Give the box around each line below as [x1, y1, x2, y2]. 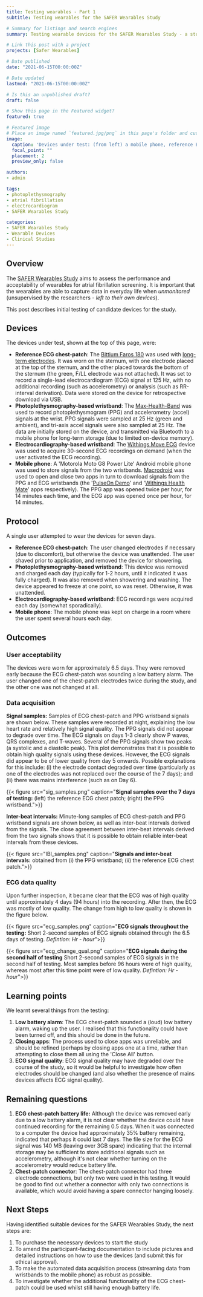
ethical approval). [14, 1258, 59, 1265]
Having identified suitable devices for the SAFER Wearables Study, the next [6, 1220, 194, 1228]
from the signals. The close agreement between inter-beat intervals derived [6, 826, 195, 833]
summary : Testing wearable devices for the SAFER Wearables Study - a [6, 31, 188, 37]
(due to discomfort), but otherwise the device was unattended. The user [14, 550, 195, 558]
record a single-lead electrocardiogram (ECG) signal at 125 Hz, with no [14, 376, 192, 384]
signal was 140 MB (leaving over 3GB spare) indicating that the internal [14, 1142, 192, 1149]
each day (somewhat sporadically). [14, 602, 103, 609]
